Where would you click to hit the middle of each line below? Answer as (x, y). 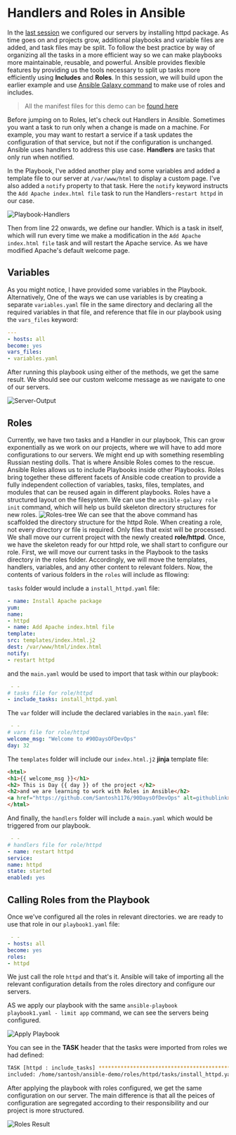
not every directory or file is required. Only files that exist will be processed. (117, 529)
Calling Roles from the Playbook (79, 900)
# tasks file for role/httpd (50, 693)
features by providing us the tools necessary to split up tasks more (104, 70)
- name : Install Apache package (54, 601)
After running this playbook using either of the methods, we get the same (113, 372)
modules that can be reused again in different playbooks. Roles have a (109, 492)
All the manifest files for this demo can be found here (101, 106)
